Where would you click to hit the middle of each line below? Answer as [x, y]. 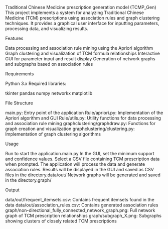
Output [12, 190]
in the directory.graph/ [28, 180]
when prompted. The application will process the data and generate [75, 164]
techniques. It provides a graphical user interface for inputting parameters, [82, 23]
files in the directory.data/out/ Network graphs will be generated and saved [83, 175]
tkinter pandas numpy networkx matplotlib [49, 93]
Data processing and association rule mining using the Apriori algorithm [79, 48]
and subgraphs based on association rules [49, 64]
